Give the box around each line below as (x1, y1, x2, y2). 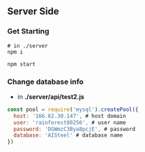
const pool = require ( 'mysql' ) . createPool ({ (7, 106, 139, 113)
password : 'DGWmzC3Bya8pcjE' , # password (13, 126, 136, 132)
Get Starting (7, 26, 50, 36)
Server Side (7, 6, 59, 17)
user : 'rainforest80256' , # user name (13, 119, 127, 126)
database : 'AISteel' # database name (13, 132, 123, 139)
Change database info (7, 77, 84, 86)
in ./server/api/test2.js (17, 92, 85, 100)
